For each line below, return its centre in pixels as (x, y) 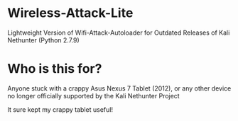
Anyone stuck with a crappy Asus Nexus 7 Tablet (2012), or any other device (119, 88)
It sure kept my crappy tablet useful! (60, 109)
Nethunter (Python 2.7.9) (43, 40)
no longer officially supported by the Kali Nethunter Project (93, 96)
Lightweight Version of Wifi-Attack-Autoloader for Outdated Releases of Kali (119, 33)
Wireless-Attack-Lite (70, 13)
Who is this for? (55, 69)
